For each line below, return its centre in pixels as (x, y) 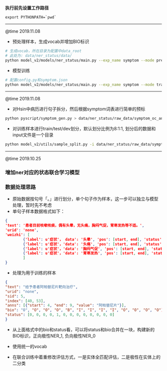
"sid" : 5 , (15, 296)
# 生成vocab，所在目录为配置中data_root (43, 51)
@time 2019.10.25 (23, 159)
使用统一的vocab (30, 346)
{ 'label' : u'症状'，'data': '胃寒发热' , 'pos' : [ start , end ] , (86, 253)
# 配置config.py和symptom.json (37, 80)
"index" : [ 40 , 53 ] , (25, 301)
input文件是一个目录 (33, 135)
